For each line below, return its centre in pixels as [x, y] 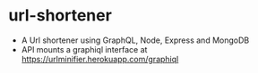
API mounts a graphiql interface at [84, 49]
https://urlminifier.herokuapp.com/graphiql [100, 59]
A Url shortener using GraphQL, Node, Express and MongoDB [135, 40]
